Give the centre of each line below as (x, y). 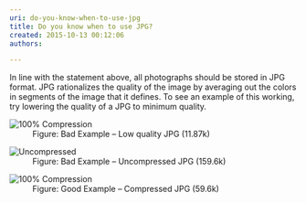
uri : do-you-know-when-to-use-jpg (75, 18)
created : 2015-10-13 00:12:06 (67, 35)
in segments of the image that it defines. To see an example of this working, (152, 97)
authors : (26, 43)
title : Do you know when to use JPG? (81, 27)
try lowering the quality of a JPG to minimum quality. (108, 107)
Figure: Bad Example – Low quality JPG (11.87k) (121, 134)
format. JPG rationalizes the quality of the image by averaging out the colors (153, 87)
